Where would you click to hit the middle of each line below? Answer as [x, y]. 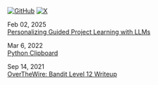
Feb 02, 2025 [27, 24]
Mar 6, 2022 [25, 45]
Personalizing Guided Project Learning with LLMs [79, 32]
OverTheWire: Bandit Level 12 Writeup [62, 74]
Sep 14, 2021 [26, 66]
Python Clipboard [33, 53]
